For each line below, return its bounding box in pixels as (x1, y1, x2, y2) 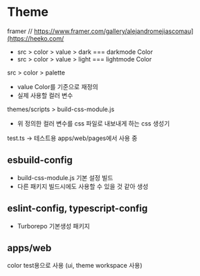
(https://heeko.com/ (7, 34, 64, 42)
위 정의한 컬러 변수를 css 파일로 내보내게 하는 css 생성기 (17, 119, 170, 128)
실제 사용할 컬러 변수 (17, 91, 73, 99)
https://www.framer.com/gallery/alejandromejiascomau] (33, 27, 194, 35)
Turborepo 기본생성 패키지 (17, 221, 90, 230)
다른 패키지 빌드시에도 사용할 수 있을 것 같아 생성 (17, 182, 149, 190)
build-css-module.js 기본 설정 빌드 (17, 173, 113, 181)
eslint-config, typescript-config (7, 203, 148, 215)
